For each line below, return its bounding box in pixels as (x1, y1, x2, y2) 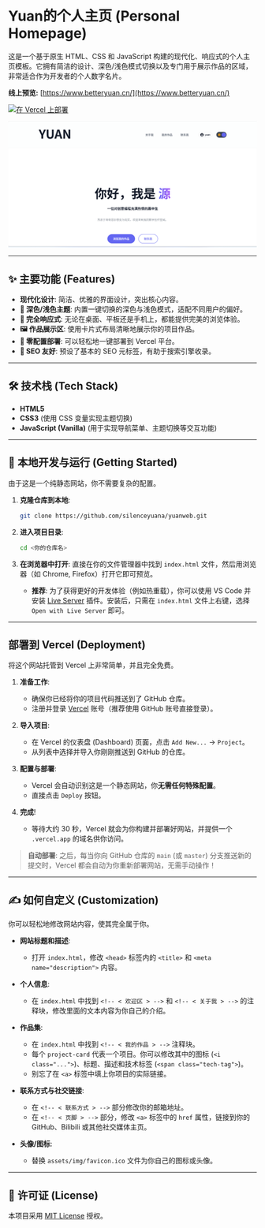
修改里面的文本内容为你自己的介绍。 (52, 1006, 170, 1016)
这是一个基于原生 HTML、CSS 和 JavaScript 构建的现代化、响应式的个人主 (8, 51, 251, 61)
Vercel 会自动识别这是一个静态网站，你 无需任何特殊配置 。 (31, 781, 221, 790)
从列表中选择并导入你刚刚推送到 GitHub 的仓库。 (31, 747, 190, 757)
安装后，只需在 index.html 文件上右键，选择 (106, 595, 250, 605)
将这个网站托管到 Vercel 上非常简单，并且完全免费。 (8, 660, 178, 670)
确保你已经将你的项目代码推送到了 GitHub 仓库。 (31, 694, 190, 704)
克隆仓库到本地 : (19, 495, 71, 505)
